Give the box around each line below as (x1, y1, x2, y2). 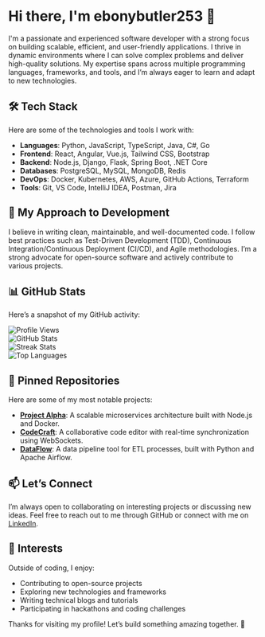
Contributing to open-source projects (19, 578, 142, 588)
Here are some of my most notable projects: (8, 395, 153, 404)
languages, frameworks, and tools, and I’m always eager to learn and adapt (8, 67, 255, 76)
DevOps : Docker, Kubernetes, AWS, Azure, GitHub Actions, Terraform (19, 174, 249, 184)
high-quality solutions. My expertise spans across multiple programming (8, 59, 246, 68)
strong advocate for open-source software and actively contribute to (8, 252, 234, 262)
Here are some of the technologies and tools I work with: (8, 125, 194, 135)
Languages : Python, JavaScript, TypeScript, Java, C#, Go (19, 140, 210, 150)
